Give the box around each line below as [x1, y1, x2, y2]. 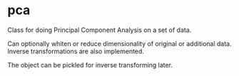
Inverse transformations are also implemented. [7, 47, 145, 55]
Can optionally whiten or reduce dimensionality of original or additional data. [7, 39, 232, 48]
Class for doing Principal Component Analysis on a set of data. [7, 26, 192, 34]
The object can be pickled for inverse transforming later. [7, 60, 173, 69]
